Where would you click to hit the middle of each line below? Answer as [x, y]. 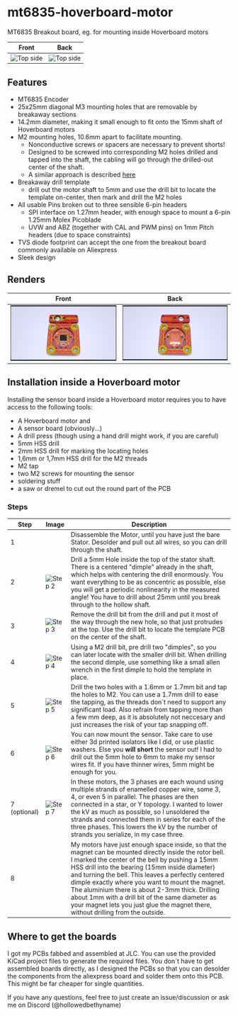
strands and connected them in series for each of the [148, 820]
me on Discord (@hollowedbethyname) [64, 1005]
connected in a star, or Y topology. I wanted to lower [147, 804]
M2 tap [28, 465]
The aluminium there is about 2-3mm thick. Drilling [145, 889]
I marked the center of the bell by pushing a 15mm [144, 859]
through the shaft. [96, 549]
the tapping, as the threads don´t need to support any [148, 701]
